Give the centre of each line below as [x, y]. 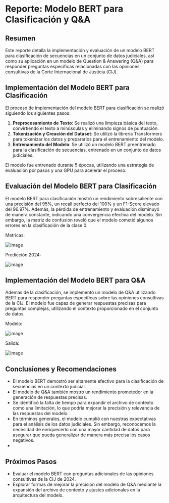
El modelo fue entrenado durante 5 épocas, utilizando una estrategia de [80, 165]
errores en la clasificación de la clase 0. [46, 225]
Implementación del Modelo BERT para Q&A [75, 280]
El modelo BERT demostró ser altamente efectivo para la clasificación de [88, 381]
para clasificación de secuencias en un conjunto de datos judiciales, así [80, 56]
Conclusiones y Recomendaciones [61, 369]
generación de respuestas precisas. [50, 397]
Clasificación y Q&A [48, 19]
